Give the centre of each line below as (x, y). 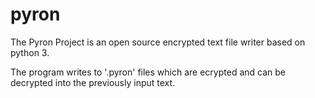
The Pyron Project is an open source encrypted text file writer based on (158, 42)
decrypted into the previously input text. (93, 82)
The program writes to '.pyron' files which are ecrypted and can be (148, 72)
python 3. (30, 52)
